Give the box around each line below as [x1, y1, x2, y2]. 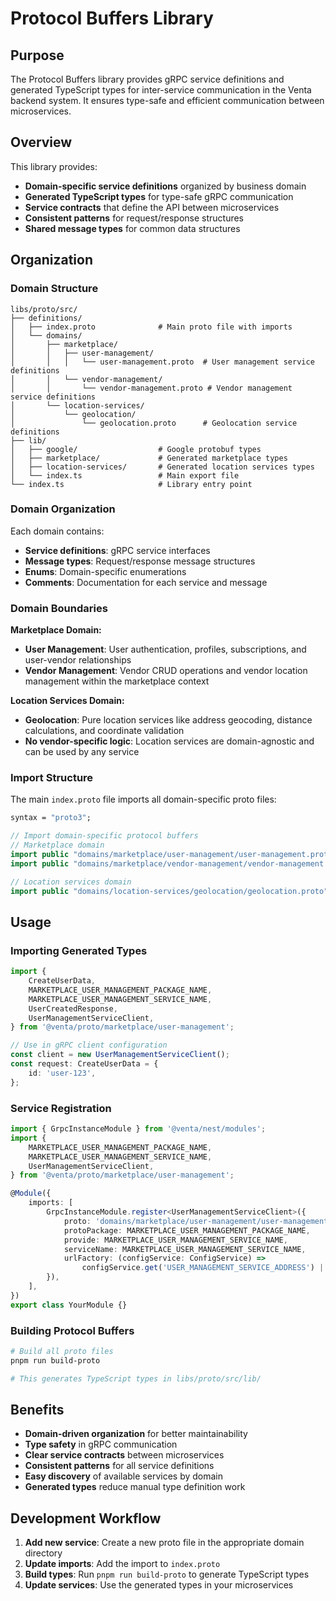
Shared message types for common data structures [24, 222, 241, 234]
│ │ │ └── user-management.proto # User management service [10, 357, 315, 367]
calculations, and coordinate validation [24, 725, 185, 737]
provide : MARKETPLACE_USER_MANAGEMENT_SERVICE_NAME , [63, 1235, 288, 1245]
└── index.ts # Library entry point [10, 479, 253, 489]
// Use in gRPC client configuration [10, 1040, 168, 1051]
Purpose [10, 47, 65, 64]
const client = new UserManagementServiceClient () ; [10, 1050, 230, 1060]
